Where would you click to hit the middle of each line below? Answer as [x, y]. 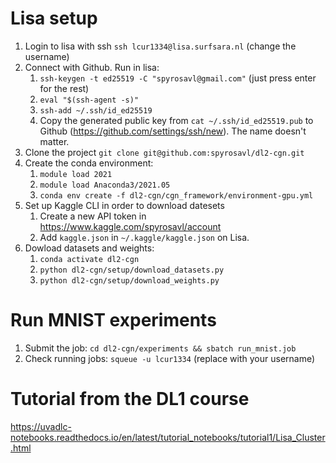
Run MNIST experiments [113, 320]
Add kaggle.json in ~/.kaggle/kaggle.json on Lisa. [144, 237]
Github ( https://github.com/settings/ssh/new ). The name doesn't [173, 131]
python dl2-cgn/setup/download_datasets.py [132, 270]
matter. [54, 141]
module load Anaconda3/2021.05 [105, 185]
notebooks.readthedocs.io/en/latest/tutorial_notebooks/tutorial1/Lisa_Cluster [168, 437]
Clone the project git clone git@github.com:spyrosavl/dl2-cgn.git [164, 152]
